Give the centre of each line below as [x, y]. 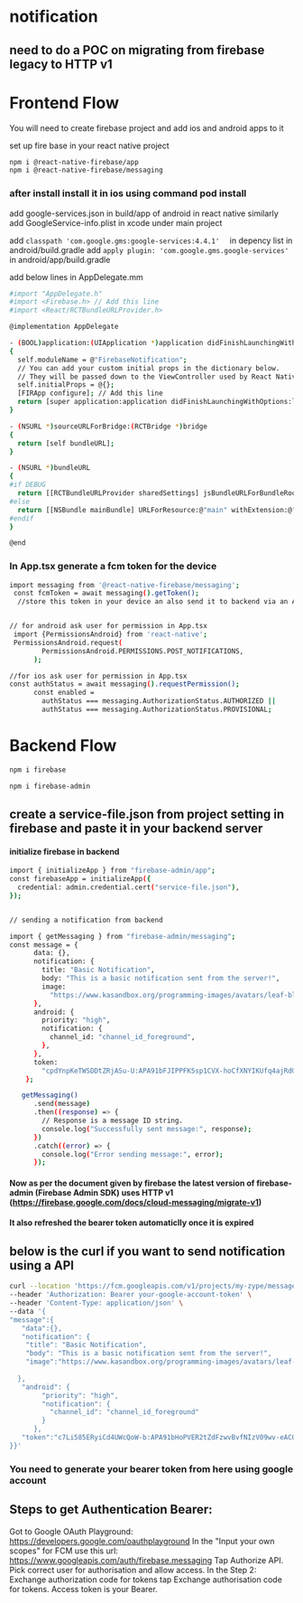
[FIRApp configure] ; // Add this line [91, 394]
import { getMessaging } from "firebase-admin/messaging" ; [123, 936]
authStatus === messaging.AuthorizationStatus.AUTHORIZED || [159, 701]
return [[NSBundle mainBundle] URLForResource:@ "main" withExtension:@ [155, 510]
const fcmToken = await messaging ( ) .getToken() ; [106, 594]
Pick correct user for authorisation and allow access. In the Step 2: [133, 1570]
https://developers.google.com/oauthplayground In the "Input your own [142, 1541]
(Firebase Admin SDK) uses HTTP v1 [104, 1192]
